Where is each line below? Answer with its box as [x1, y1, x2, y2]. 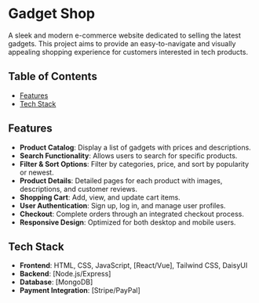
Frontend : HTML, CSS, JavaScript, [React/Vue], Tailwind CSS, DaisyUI [19, 261, 248, 270]
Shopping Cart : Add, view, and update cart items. [19, 193, 181, 202]
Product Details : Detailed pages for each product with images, [19, 175, 223, 185]
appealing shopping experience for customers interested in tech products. [8, 47, 249, 56]
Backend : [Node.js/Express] [19, 269, 111, 279]
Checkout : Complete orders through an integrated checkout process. [19, 209, 245, 218]
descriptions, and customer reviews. [19, 184, 138, 193]
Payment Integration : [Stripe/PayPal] [19, 286, 141, 295]
